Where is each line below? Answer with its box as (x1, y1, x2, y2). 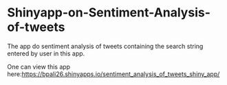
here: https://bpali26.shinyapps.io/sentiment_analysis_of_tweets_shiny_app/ (7, 70, 220, 78)
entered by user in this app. (7, 49, 85, 58)
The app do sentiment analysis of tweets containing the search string (7, 42, 204, 50)
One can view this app (7, 62, 71, 71)
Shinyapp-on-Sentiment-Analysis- (7, 5, 211, 21)
